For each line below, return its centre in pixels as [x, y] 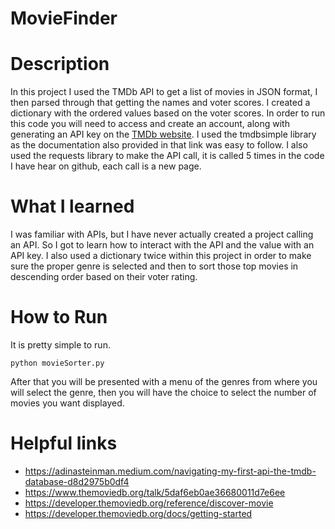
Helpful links [64, 443]
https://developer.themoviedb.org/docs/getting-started [138, 513]
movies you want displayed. [67, 403]
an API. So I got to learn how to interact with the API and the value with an [162, 245]
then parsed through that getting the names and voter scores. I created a [160, 103]
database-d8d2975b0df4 [77, 481]
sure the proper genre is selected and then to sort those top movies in [154, 266]
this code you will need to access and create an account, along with [150, 124]
